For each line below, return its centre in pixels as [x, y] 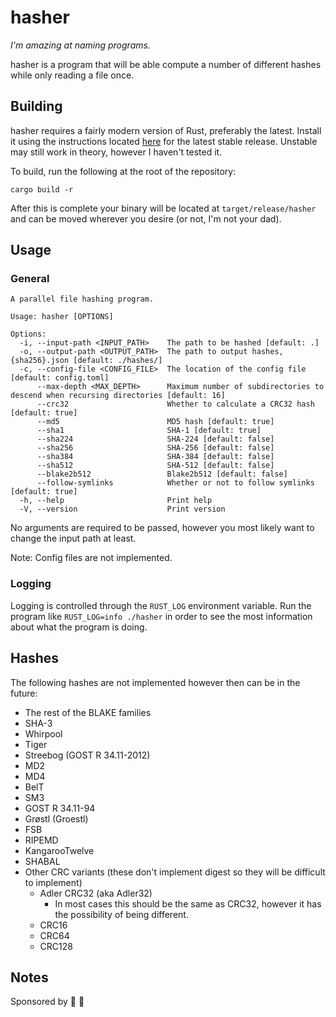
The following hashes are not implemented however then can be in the [155, 682]
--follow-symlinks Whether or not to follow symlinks [175, 483]
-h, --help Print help [116, 501]
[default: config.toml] [60, 378]
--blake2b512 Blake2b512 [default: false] [162, 474]
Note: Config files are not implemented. [91, 558]
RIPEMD [41, 840]
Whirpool [43, 733]
